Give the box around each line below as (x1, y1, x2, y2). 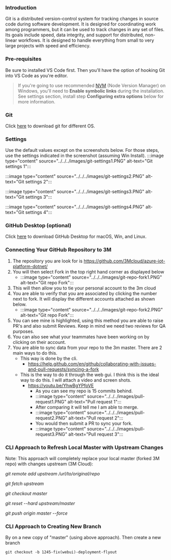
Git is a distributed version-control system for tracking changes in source (5, 16, 159, 22)
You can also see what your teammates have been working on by (12, 333, 150, 340)
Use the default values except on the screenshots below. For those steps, (5, 147, 159, 153)
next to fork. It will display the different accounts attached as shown (12, 296, 155, 302)
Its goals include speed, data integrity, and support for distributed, (5, 32, 144, 38)
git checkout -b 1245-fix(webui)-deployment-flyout (5, 550, 117, 555)
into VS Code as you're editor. (5, 72, 68, 78)
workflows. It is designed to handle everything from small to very (18, 37, 154, 43)
